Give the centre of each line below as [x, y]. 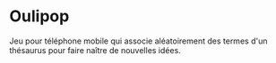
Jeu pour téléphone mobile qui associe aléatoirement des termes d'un [138, 41]
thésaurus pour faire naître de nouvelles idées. [95, 50]
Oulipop [39, 16]
